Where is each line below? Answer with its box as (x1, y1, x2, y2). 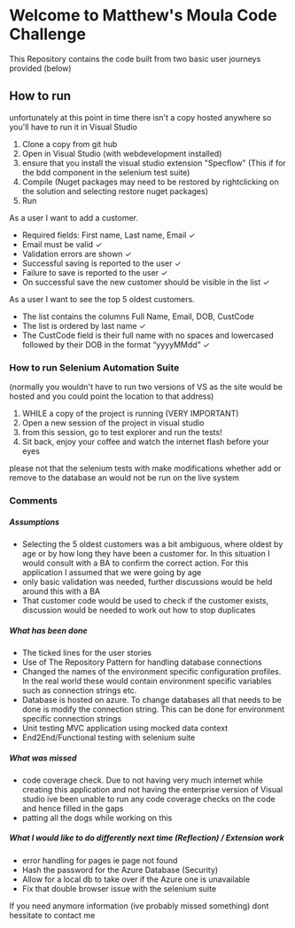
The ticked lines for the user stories (21, 647, 152, 658)
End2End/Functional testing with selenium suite (21, 732, 196, 743)
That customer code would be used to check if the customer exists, (21, 595, 269, 605)
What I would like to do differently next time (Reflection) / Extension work (9, 832, 285, 843)
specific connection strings (21, 713, 122, 723)
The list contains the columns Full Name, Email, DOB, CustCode (21, 311, 254, 322)
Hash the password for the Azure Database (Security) (21, 864, 219, 875)
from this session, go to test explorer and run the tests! (21, 427, 223, 438)
